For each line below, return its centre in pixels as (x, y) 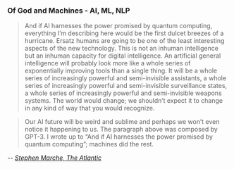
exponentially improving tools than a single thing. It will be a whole (121, 71)
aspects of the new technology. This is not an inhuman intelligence (121, 49)
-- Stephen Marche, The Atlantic (55, 158)
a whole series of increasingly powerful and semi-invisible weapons (123, 93)
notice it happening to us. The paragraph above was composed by (121, 130)
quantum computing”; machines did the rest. (89, 144)
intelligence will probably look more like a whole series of (108, 63)
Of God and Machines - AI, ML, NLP (69, 11)
